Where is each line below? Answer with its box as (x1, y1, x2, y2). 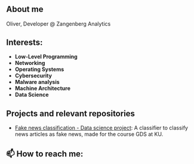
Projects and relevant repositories (6, 109, 136, 119)
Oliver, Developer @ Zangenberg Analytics (6, 20, 111, 27)
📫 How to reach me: (6, 148, 84, 159)
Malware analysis (14, 79, 60, 86)
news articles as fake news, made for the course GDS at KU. (14, 131, 164, 138)
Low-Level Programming (14, 53, 78, 60)
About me (6, 4, 44, 14)
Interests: (6, 38, 43, 47)
